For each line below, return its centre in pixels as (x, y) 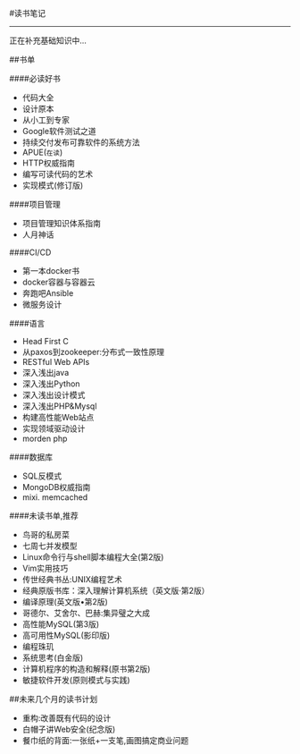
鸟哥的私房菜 (46, 534)
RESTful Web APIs (56, 362)
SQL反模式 (42, 476)
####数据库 (31, 457)
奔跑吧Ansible (48, 293)
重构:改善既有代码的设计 (67, 718)
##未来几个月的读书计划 (54, 699)
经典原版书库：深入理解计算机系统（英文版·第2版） (116, 590)
